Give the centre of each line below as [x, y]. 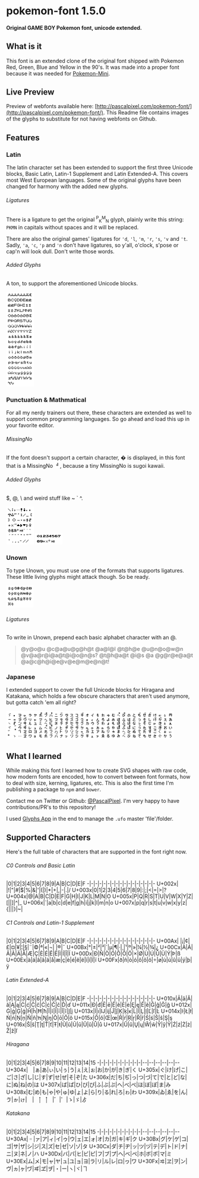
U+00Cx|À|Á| [176, 947]
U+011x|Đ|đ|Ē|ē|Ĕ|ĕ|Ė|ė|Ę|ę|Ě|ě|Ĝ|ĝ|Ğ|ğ [121, 1004]
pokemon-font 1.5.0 [56, 11]
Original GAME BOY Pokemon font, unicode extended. [74, 27]
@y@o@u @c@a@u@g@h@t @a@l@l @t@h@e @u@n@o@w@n [102, 649]
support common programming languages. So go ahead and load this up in [98, 419]
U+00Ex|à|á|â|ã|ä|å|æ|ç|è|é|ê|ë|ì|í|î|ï [51, 960]
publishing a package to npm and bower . [54, 789]
